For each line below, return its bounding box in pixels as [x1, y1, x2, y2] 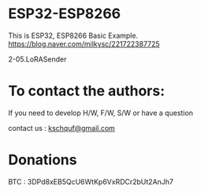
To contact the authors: [8, 82, 166, 100]
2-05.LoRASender [8, 54, 67, 64]
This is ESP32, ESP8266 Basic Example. [8, 31, 139, 40]
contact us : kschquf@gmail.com [8, 123, 116, 132]
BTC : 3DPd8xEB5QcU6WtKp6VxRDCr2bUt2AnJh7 [8, 176, 174, 186]
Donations [8, 151, 77, 169]
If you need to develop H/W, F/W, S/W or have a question [8, 108, 193, 117]
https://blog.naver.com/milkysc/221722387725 [8, 39, 160, 48]
